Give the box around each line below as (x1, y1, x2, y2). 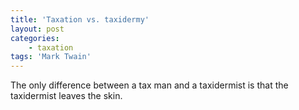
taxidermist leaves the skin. (10, 90, 123, 102)
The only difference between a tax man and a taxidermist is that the (10, 79, 289, 91)
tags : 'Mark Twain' (10, 52, 92, 62)
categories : (10, 33, 60, 43)
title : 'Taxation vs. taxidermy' (10, 14, 150, 25)
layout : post (10, 24, 65, 34)
